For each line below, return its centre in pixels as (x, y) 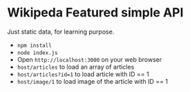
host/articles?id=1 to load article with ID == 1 (83, 74)
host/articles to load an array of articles (76, 67)
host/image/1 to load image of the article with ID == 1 (92, 81)
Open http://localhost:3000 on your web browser (89, 59)
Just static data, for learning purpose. (61, 32)
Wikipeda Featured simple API (95, 13)
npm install (34, 45)
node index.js (37, 53)
